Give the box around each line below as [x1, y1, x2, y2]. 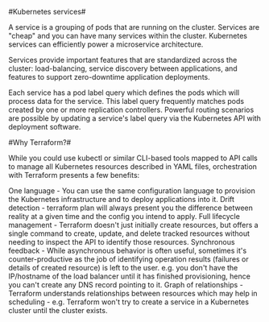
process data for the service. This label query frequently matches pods [8, 97, 244, 105]
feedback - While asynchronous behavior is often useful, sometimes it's [8, 246, 247, 255]
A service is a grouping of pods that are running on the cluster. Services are [8, 23, 260, 31]
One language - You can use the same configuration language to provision [8, 186, 255, 196]
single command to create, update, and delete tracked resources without [8, 229, 250, 238]
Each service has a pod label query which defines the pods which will [8, 88, 240, 97]
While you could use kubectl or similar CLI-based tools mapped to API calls [8, 153, 258, 163]
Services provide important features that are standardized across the [8, 56, 238, 64]
